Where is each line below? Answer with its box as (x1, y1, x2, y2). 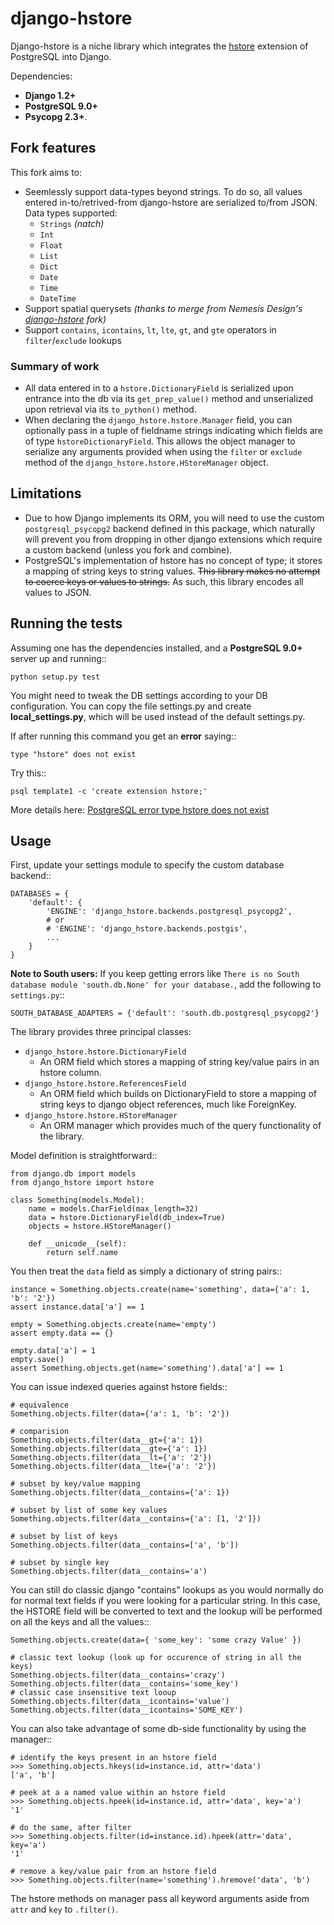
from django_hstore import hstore (10, 1178, 155, 1188)
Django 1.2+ (24, 89, 77, 101)
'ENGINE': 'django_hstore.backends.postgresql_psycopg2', (46, 907, 293, 917)
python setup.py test (10, 672, 101, 682)
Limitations (10, 485, 82, 502)
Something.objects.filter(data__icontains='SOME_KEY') (10, 1705, 244, 1716)
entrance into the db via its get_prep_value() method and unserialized (24, 393, 314, 405)
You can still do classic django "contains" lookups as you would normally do (10, 1584, 324, 1596)
